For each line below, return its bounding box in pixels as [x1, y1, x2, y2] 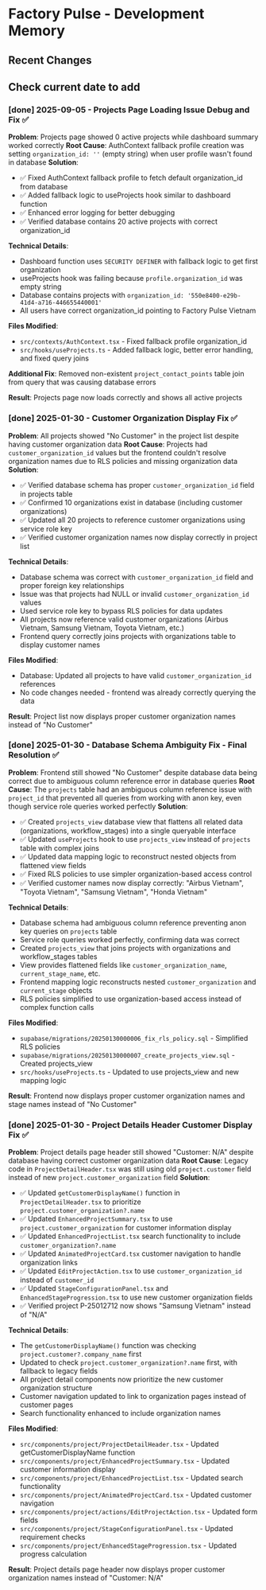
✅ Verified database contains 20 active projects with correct [19, 216, 218, 227]
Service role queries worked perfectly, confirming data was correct [19, 934, 240, 944]
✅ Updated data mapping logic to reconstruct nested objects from [19, 852, 237, 861]
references [19, 679, 56, 688]
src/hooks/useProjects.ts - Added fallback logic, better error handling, [19, 345, 253, 355]
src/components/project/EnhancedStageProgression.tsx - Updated [19, 1541, 237, 1550]
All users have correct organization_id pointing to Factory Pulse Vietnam [19, 306, 256, 315]
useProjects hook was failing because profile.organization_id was [19, 274, 244, 283]
